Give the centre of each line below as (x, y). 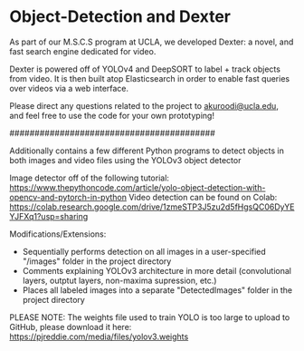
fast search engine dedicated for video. (83, 51)
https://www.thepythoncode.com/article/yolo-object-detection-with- (138, 187)
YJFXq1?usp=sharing (49, 216)
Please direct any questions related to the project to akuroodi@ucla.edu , (144, 105)
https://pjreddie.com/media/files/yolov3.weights (99, 336)
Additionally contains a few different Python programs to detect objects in (147, 151)
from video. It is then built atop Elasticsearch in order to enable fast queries (150, 78)
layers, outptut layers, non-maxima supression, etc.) (119, 280)
